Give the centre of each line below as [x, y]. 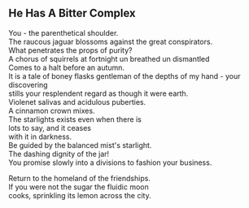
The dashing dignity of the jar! [59, 154]
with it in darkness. [40, 136]
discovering [28, 84]
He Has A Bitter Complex [72, 13]
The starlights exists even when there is [75, 119]
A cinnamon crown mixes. [52, 110]
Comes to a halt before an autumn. [66, 67]
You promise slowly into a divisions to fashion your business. [110, 162]
